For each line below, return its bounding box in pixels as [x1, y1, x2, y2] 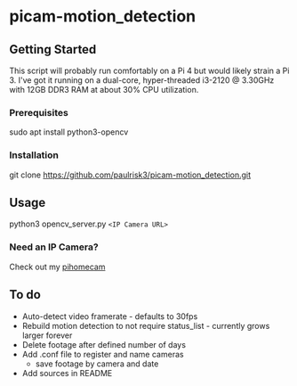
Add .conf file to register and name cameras [21, 349, 184, 359]
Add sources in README [21, 367, 113, 378]
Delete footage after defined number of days [21, 339, 187, 349]
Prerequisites [9, 106, 68, 119]
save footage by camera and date [35, 358, 159, 369]
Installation [9, 149, 60, 161]
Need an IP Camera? [9, 241, 100, 253]
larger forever [21, 330, 73, 341]
